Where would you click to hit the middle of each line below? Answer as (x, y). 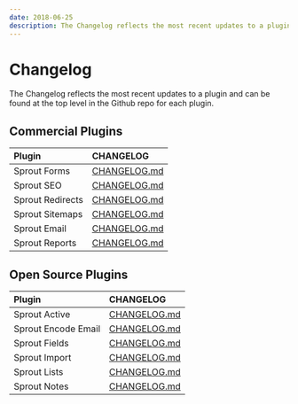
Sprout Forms (42, 171)
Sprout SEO (38, 185)
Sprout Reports (45, 243)
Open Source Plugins (69, 274)
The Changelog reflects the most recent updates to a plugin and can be (140, 94)
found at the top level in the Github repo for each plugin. (112, 104)
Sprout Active (42, 315)
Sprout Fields (41, 344)
